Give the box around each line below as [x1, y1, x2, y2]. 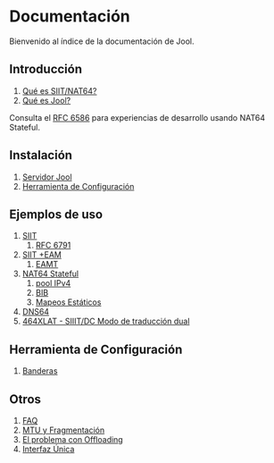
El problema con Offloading [21, 434, 123, 444]
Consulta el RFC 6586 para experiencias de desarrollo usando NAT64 [9, 112, 266, 122]
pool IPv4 [35, 278, 71, 289]
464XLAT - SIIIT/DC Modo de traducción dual [21, 316, 190, 327]
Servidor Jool [21, 172, 73, 182]
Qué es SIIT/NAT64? [21, 85, 97, 96]
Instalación [9, 147, 73, 163]
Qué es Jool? [21, 95, 71, 105]
